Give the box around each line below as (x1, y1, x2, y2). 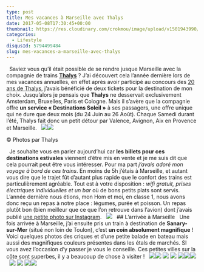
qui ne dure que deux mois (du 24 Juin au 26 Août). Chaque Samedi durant (6, 110, 194, 117)
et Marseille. (6, 124, 38, 131)
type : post (6, 9, 34, 15)
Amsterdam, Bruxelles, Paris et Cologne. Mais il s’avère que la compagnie (6, 97, 190, 105)
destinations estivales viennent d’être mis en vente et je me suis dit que (6, 154, 188, 161)
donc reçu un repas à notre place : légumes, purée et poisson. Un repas (6, 199, 186, 207)
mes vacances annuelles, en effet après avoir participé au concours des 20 (6, 78, 195, 85)
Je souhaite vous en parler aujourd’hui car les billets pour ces (8, 147, 165, 155)
